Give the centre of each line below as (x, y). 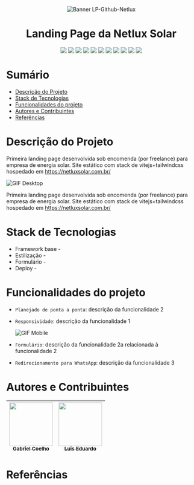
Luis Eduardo (80, 449)
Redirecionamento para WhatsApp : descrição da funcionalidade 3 (95, 362)
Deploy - (26, 268)
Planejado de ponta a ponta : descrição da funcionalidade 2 (89, 309)
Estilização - (30, 255)
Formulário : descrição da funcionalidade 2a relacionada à (86, 344)
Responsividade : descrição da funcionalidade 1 (73, 321)
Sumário (28, 75)
